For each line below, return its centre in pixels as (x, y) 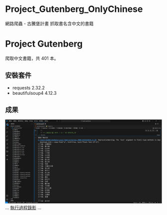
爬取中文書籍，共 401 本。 (32, 58)
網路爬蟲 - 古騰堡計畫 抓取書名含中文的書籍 (49, 23)
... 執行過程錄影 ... (23, 208)
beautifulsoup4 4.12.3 (35, 93)
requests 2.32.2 (29, 87)
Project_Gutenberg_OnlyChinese (74, 9)
